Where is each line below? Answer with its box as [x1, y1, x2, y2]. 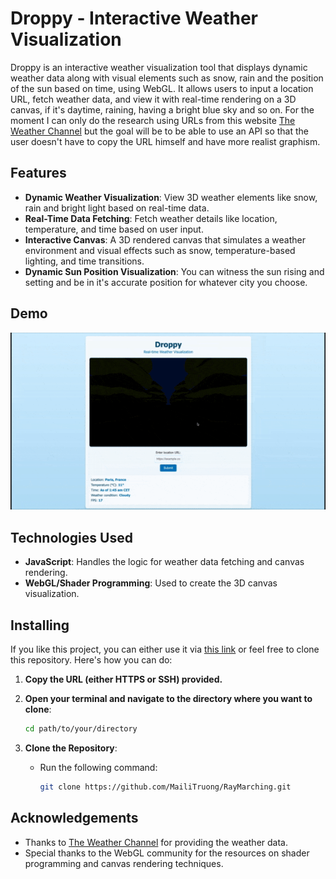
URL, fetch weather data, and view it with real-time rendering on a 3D [10, 93, 297, 105]
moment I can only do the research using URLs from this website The [10, 114, 296, 126]
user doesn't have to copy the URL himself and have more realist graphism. [10, 135, 321, 147]
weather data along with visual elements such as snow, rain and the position [10, 72, 324, 84]
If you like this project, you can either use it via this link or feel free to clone [10, 643, 320, 656]
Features [10, 165, 67, 182]
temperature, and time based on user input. [24, 223, 204, 235]
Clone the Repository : [24, 742, 118, 754]
